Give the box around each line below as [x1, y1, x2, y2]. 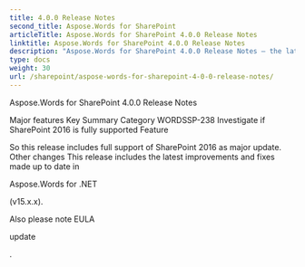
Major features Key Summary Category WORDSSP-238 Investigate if [9, 114, 266, 125]
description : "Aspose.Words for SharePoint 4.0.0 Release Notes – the [9, 47, 282, 56]
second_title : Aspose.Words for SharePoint [9, 22, 177, 31]
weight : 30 [9, 64, 51, 73]
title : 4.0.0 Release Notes [9, 13, 116, 23]
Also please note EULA [9, 214, 95, 224]
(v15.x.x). [9, 195, 44, 206]
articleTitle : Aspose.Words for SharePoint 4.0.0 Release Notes [9, 30, 258, 39]
